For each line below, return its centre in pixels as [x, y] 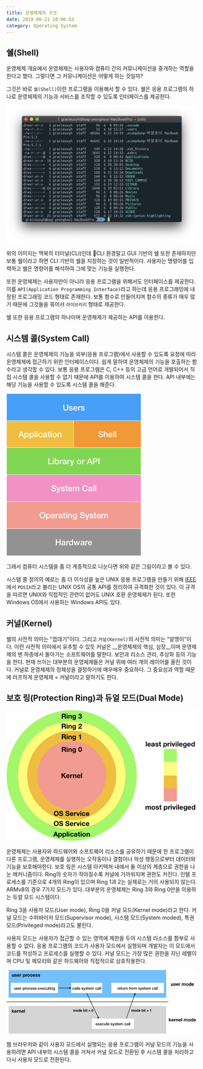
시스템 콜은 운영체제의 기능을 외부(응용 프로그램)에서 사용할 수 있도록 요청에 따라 [101, 354]
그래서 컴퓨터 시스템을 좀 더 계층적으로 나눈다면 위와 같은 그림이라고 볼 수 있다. [99, 567]
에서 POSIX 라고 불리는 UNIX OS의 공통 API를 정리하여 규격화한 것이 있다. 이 [95, 587]
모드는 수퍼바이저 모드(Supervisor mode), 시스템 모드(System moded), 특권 [104, 918]
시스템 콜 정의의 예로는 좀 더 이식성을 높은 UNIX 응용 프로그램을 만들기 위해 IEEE [101, 580]
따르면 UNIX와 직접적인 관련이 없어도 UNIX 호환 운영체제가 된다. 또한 [94, 595]
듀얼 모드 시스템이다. [37, 897]
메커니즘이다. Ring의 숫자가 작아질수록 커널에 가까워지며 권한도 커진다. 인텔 [101, 874]
